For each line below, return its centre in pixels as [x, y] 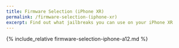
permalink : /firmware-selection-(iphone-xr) [62, 17]
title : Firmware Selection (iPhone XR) [55, 11]
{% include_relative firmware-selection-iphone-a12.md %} [77, 39]
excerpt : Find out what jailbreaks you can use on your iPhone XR [89, 22]
